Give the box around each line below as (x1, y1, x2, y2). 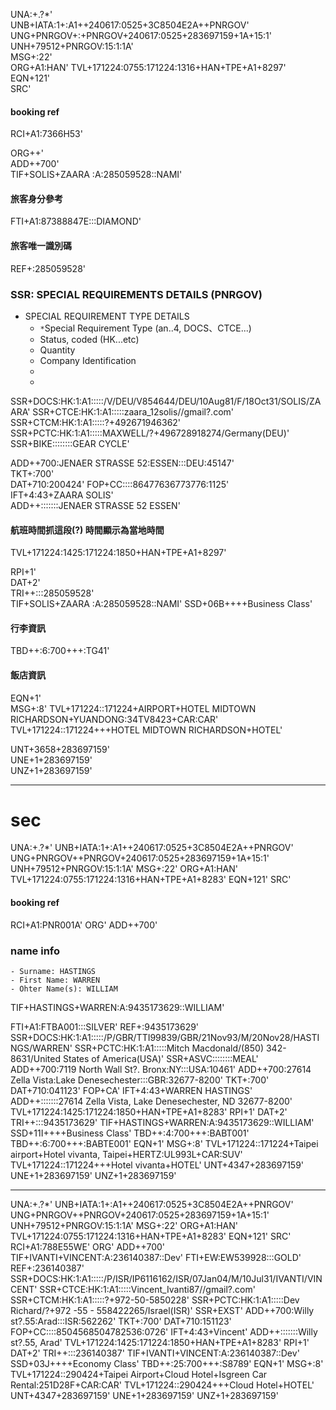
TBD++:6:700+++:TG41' (10, 645, 110, 657)
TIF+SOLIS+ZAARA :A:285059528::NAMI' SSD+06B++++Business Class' (10, 598, 313, 610)
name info (10, 944, 61, 958)
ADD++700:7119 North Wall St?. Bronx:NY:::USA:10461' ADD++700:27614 (10, 1063, 312, 1075)
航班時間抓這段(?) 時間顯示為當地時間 (10, 524, 165, 536)
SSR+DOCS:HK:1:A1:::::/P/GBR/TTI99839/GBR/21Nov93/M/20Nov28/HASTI (10, 1031, 320, 1043)
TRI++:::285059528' (10, 587, 95, 599)
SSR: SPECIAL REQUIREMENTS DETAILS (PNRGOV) (10, 287, 263, 301)
